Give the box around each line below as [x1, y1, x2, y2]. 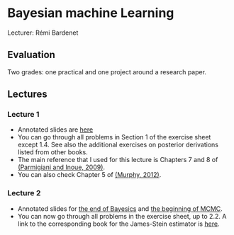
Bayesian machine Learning [7, 5, 174, 21]
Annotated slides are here [17, 125, 94, 134]
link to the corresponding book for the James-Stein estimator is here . [17, 219, 220, 228]
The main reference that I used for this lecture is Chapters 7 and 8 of [17, 156, 218, 164]
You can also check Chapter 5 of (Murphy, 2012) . [17, 171, 162, 179]
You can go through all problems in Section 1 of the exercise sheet [17, 133, 211, 142]
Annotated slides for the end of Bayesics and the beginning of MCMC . [17, 204, 223, 213]
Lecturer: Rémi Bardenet [7, 28, 79, 37]
